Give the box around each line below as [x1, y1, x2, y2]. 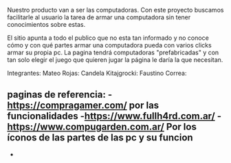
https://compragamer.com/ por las [7, 100, 159, 111]
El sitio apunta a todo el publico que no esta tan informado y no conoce [7, 34, 210, 42]
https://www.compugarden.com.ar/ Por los [7, 121, 197, 133]
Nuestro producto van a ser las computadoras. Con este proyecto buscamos [7, 6, 224, 14]
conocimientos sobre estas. [7, 21, 86, 28]
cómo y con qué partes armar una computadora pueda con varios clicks [7, 41, 212, 49]
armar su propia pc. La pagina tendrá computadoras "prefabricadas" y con [7, 48, 219, 56]
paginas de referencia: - [7, 89, 112, 100]
